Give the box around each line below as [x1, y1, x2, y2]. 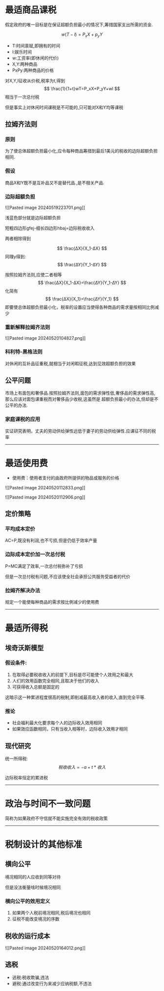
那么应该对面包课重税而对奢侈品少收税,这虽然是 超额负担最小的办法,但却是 [5, 396, 155, 402]
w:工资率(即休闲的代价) [12, 55, 59, 61]
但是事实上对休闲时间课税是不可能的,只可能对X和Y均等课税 [5, 104, 123, 110]
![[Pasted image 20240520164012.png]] [5, 945, 86, 951]
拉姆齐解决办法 [5, 587, 41, 594]
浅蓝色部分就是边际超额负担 [5, 215, 61, 221]
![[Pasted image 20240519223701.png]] [5, 204, 85, 211]
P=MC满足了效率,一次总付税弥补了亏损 [5, 563, 83, 569]
